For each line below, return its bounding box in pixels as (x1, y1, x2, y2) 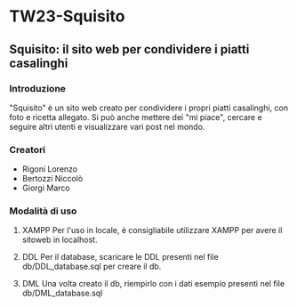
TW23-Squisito (9, 6, 125, 27)
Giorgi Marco (21, 182, 70, 193)
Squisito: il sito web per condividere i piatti (9, 42, 250, 57)
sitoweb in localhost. (21, 234, 98, 246)
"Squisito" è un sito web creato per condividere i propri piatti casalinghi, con (9, 102, 289, 113)
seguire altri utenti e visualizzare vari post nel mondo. (9, 121, 205, 132)
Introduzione (9, 82, 67, 94)
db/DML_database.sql (21, 287, 103, 299)
